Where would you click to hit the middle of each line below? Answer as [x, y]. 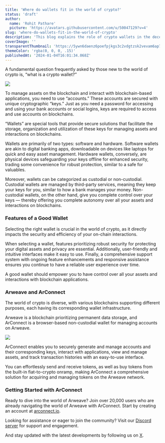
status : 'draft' [22, 14]
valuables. [15, 170]
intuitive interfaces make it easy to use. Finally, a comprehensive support [79, 254]
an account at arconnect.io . [33, 411]
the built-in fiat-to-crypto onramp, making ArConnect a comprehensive [77, 372]
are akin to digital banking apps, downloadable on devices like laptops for [79, 149]
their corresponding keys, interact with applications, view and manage [76, 352]
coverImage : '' [21, 42]
